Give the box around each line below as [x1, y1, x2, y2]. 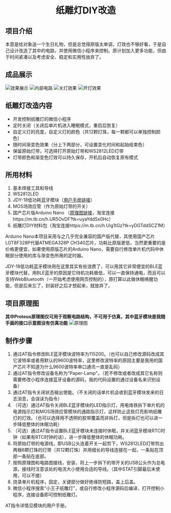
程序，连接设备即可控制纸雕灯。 [12, 492, 80, 498]
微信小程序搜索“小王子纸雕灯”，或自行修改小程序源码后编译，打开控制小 [12, 485, 165, 492]
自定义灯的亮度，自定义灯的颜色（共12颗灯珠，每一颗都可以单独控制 [12, 128, 157, 135]
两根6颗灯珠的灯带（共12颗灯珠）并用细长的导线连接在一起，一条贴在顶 [12, 447, 163, 453]
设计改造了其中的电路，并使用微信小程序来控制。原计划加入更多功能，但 [9, 48, 162, 54]
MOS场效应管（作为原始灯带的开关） [12, 203, 91, 210]
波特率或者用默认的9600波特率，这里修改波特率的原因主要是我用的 [17, 358, 158, 364]
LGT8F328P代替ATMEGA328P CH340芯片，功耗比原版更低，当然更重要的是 [5, 240, 166, 246]
